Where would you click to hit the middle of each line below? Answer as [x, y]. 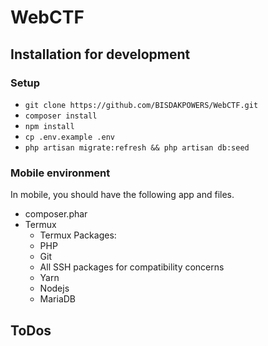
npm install [49, 126]
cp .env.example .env [69, 137]
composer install [61, 116]
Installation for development [100, 54]
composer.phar [56, 214]
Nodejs [54, 288]
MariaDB [58, 299]
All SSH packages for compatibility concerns [132, 267]
